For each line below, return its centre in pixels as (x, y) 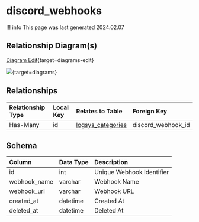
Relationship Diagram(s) (52, 46)
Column (20, 162)
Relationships (32, 91)
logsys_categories (102, 125)
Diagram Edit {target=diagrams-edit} (50, 60)
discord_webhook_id (161, 125)
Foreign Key (150, 111)
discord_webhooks (54, 11)
